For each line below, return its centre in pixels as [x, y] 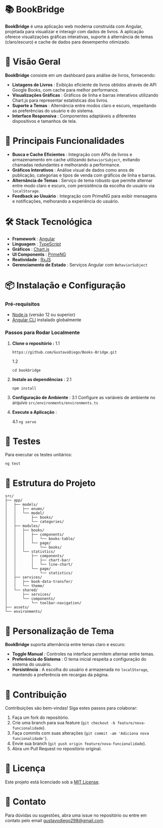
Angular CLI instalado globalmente [47, 320]
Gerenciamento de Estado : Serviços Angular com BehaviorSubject [80, 265]
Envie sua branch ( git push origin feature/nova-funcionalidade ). [79, 743]
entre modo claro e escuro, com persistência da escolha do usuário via [83, 185]
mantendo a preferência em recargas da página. [60, 675]
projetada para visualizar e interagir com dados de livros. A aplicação [74, 31]
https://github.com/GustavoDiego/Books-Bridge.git [64, 352]
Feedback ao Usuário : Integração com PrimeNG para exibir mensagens [84, 196]
